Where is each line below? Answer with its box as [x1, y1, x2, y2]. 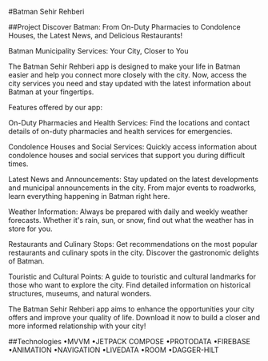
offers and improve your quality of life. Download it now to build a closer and [8, 313, 261, 322]
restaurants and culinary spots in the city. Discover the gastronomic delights [8, 248, 260, 257]
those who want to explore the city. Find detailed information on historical [8, 280, 250, 290]
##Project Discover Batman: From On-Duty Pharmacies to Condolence [8, 22, 242, 31]
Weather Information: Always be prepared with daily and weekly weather [8, 207, 248, 216]
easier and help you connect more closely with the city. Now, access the [8, 70, 247, 79]
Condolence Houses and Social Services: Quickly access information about [8, 142, 258, 151]
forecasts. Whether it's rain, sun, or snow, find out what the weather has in [8, 216, 254, 224]
